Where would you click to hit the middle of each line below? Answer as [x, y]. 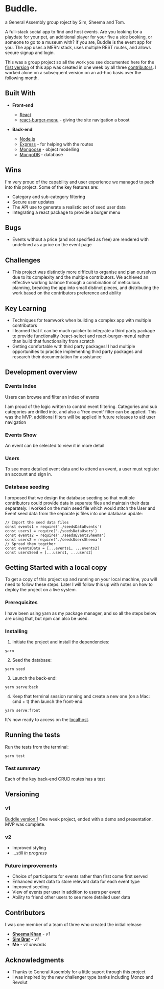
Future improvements [31, 866]
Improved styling [29, 848]
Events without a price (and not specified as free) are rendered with [81, 239]
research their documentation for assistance [57, 357]
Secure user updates [33, 202]
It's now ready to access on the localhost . [47, 719]
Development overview [41, 372]
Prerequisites [21, 603]
